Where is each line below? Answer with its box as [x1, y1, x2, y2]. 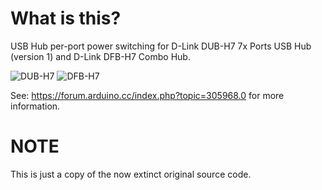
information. [10, 100, 61, 112]
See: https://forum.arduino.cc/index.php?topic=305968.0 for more [10, 89, 285, 101]
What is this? [10, 7, 122, 30]
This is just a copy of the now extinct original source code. [10, 168, 252, 180]
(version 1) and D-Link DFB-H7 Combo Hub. [10, 50, 191, 62]
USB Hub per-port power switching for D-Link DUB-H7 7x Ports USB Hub [10, 40, 312, 52]
